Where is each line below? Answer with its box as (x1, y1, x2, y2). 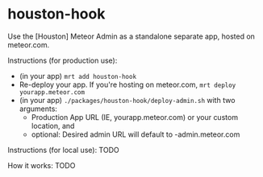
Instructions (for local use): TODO (7, 145, 119, 154)
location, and (31, 121, 75, 130)
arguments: (19, 104, 58, 113)
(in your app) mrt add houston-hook (19, 71, 137, 80)
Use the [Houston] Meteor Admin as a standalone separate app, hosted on (7, 31, 256, 41)
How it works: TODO (7, 160, 76, 170)
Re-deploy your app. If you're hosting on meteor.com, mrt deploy (19, 80, 236, 89)
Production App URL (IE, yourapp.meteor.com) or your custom (31, 112, 239, 121)
